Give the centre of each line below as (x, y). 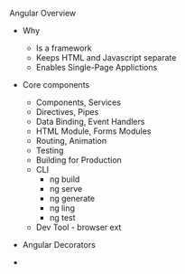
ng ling (62, 208)
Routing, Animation (71, 141)
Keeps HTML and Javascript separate (106, 57)
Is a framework (64, 48)
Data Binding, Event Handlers (90, 122)
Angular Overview (43, 13)
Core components (56, 85)
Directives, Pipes (67, 112)
